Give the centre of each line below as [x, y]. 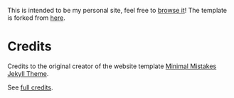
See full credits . [30, 87]
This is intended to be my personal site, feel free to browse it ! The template [117, 10]
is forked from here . [36, 18]
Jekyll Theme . [28, 73]
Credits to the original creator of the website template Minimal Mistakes [112, 66]
